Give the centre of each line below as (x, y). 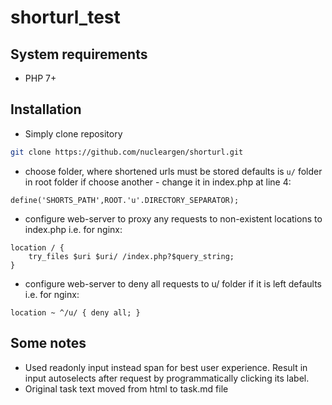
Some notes (48, 343)
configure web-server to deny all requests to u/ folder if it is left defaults (173, 283)
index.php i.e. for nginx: (73, 229)
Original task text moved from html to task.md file (126, 388)
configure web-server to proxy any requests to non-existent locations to (173, 218)
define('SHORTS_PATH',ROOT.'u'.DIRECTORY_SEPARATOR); (125, 200)
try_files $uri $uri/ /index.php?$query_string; (131, 256)
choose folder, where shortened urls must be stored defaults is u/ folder (173, 171)
